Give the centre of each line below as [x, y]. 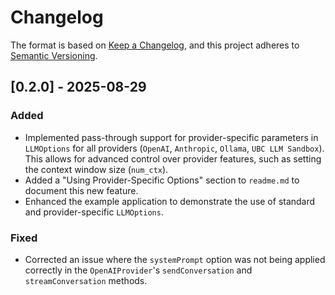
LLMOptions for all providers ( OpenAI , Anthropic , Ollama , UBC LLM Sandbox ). [174, 148]
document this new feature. [81, 190]
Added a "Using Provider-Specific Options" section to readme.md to [162, 180]
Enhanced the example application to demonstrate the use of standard [170, 201]
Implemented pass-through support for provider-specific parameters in [171, 137]
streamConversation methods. [86, 280]
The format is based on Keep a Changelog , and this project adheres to [155, 45]
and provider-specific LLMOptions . [94, 212]
